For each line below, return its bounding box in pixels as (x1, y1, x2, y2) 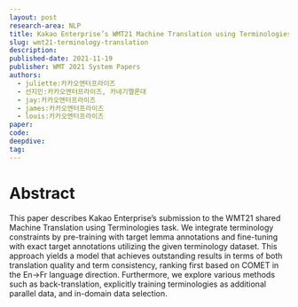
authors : (9, 71, 42, 80)
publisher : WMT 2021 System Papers (9, 63, 141, 72)
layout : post (9, 12, 58, 22)
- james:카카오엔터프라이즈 (17, 104, 105, 113)
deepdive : (9, 137, 46, 146)
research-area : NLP (9, 21, 82, 30)
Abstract (9, 183, 75, 203)
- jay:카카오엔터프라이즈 (17, 95, 96, 105)
